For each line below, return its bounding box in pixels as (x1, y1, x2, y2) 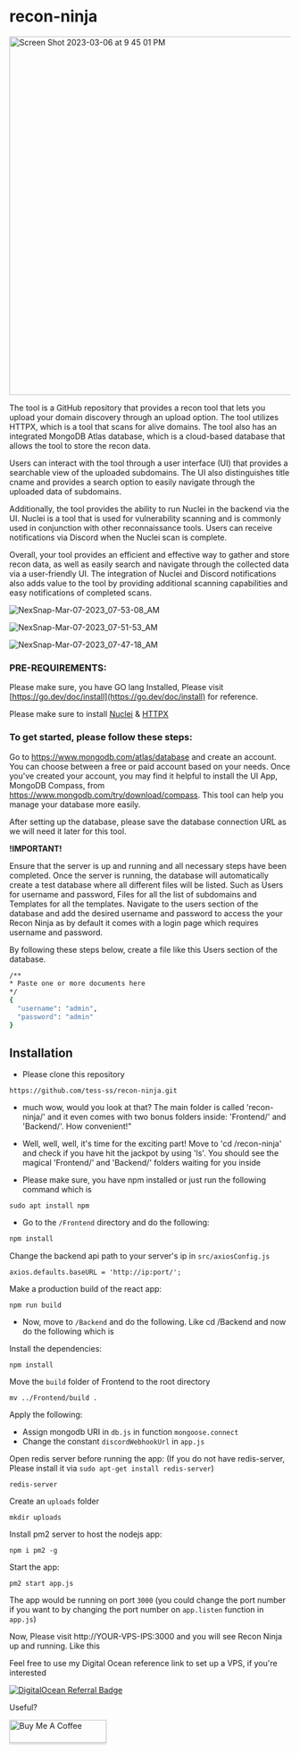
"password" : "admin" (17, 1012, 94, 1021)
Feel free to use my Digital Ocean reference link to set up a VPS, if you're (9, 1658, 279, 1669)
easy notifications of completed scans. (9, 587, 153, 598)
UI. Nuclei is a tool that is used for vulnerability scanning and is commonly (9, 512, 281, 524)
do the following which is (21, 1326, 114, 1337)
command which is (21, 1184, 92, 1195)
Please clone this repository (21, 1069, 125, 1080)
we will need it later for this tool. (9, 825, 127, 837)
